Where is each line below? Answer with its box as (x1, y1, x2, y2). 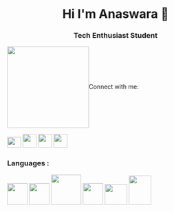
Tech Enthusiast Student (73, 31, 158, 40)
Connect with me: (89, 82, 139, 91)
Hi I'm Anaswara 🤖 (62, 6, 169, 22)
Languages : (7, 158, 50, 168)
